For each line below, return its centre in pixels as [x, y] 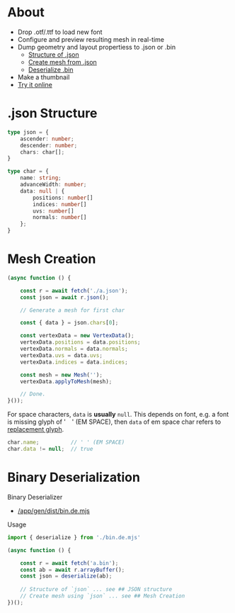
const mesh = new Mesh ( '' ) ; [61, 375]
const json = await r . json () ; [65, 297]
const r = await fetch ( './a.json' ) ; [74, 291]
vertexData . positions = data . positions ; [80, 342]
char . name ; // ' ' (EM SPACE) [66, 443]
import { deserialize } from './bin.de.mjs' [74, 537]
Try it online [35, 84]
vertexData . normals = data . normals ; [74, 349]
